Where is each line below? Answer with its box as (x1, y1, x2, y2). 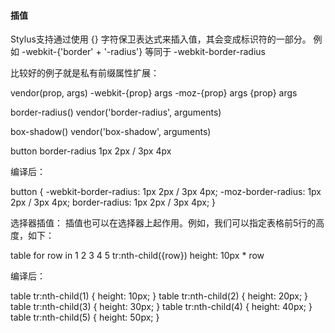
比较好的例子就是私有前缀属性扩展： (10, 67, 160, 79)
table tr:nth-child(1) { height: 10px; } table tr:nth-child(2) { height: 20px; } (10, 290, 309, 302)
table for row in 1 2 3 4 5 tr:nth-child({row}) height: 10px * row (10, 250, 265, 262)
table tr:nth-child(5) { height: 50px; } (10, 311, 160, 324)
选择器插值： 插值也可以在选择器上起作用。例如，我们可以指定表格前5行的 (10, 217, 317, 229)
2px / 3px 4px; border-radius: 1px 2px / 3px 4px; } (10, 196, 217, 209)
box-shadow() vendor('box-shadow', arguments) (10, 126, 212, 138)
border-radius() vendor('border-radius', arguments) (10, 106, 222, 119)
